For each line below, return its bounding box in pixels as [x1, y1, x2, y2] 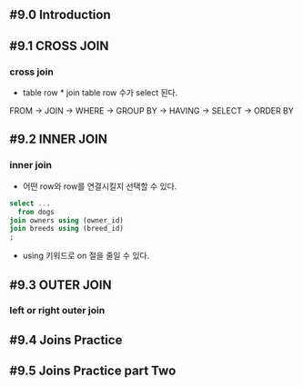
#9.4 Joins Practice [9, 332, 123, 348]
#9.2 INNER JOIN [9, 132, 107, 147]
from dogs [17, 207, 55, 216]
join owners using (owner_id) [9, 215, 125, 225]
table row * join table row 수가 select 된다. [22, 87, 178, 98]
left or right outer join [9, 304, 106, 317]
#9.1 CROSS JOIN [9, 38, 109, 54]
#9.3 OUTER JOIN [9, 277, 112, 293]
